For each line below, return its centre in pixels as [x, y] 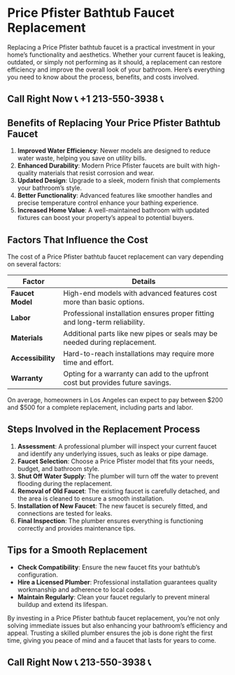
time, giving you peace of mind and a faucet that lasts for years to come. [112, 640]
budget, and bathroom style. [58, 468]
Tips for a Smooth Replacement [78, 551]
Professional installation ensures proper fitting [138, 313]
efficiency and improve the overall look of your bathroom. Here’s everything [116, 69]
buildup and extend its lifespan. [63, 604]
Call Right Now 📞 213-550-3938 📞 [79, 662]
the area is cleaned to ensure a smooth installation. [91, 498]
